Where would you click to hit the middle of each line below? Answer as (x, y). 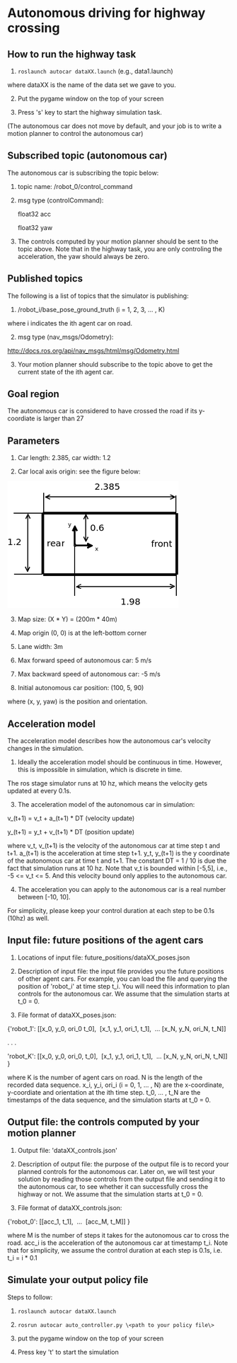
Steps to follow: (30, 1297)
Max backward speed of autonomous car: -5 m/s (89, 674)
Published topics (45, 278)
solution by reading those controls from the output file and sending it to (121, 1179)
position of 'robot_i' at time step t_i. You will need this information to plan (123, 986)
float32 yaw (35, 227)
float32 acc (34, 214)
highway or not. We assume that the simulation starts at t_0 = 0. (110, 1194)
